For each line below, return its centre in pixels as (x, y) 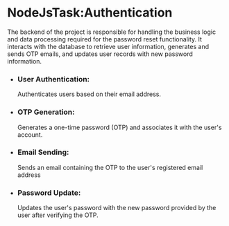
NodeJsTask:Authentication (90, 13)
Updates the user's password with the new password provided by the (117, 208)
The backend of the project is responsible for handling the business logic (112, 32)
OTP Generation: (46, 112)
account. (30, 134)
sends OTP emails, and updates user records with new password (100, 54)
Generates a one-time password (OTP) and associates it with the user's (119, 127)
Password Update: (49, 193)
